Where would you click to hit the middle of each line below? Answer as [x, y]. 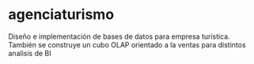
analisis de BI [30, 53]
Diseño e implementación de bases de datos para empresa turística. [119, 36]
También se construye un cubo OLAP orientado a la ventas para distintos [127, 44]
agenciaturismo [61, 15]
